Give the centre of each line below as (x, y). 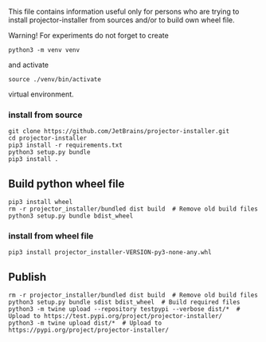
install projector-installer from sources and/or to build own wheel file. (121, 20)
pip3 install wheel (41, 202)
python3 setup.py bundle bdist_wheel (71, 216)
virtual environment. (41, 94)
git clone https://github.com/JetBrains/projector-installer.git (119, 132)
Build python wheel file (66, 184)
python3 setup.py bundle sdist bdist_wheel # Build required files (124, 302)
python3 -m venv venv (44, 50)
